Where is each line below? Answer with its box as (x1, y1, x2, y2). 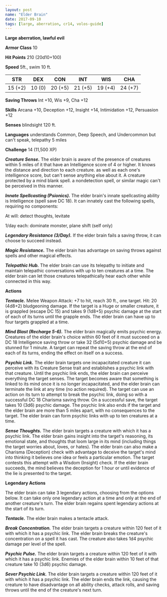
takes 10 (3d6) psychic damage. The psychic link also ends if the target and (5, 402, 161, 408)
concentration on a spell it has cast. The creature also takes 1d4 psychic (5, 536, 154, 542)
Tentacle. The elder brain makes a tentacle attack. (5, 515, 109, 521)
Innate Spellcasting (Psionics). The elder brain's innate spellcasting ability (5, 193, 160, 199)
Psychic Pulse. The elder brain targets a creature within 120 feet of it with (5, 551, 157, 557)
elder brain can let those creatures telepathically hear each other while (5, 273, 151, 279)
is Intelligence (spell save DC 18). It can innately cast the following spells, (5, 198, 156, 204)
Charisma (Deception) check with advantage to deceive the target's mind (5, 449, 156, 455)
